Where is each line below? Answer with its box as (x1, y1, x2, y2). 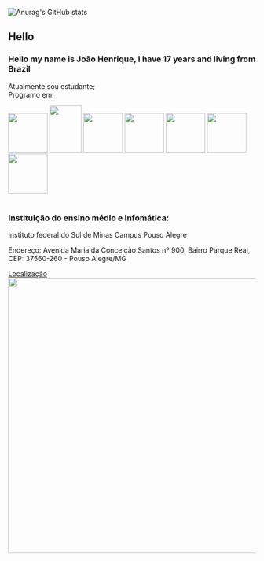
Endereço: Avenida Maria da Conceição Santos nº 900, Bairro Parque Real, (8, 245, 251, 255)
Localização (8, 268, 48, 279)
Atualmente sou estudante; (8, 81, 96, 90)
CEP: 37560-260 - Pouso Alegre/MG (8, 253, 127, 263)
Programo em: (8, 90, 55, 99)
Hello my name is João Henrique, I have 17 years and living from (8, 54, 256, 65)
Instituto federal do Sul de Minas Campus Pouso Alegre (8, 230, 187, 239)
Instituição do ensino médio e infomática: (8, 212, 170, 223)
